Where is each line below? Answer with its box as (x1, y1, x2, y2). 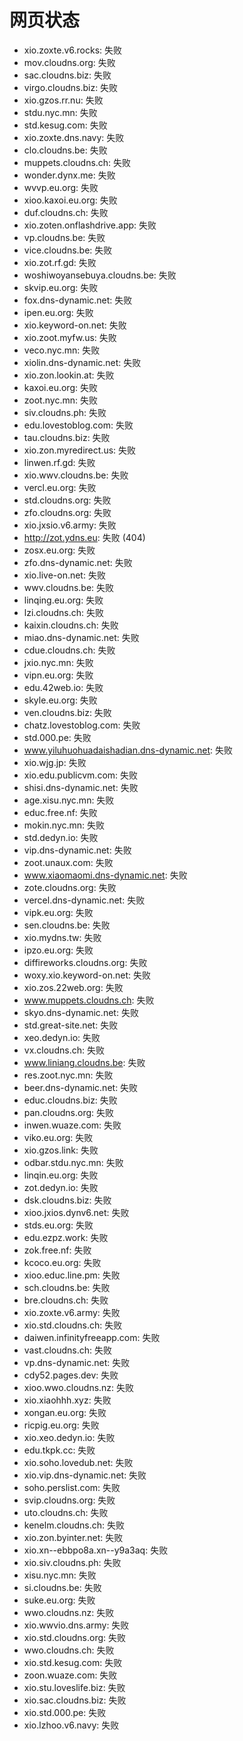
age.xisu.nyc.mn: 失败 (23, 794, 115, 806)
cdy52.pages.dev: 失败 (23, 1369, 119, 1381)
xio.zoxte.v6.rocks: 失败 (23, 44, 123, 56)
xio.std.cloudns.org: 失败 (23, 1631, 127, 1643)
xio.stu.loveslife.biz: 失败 (23, 1681, 126, 1693)
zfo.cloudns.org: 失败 (23, 506, 112, 518)
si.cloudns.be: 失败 (23, 1581, 102, 1593)
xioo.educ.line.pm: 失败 (23, 1269, 121, 1281)
